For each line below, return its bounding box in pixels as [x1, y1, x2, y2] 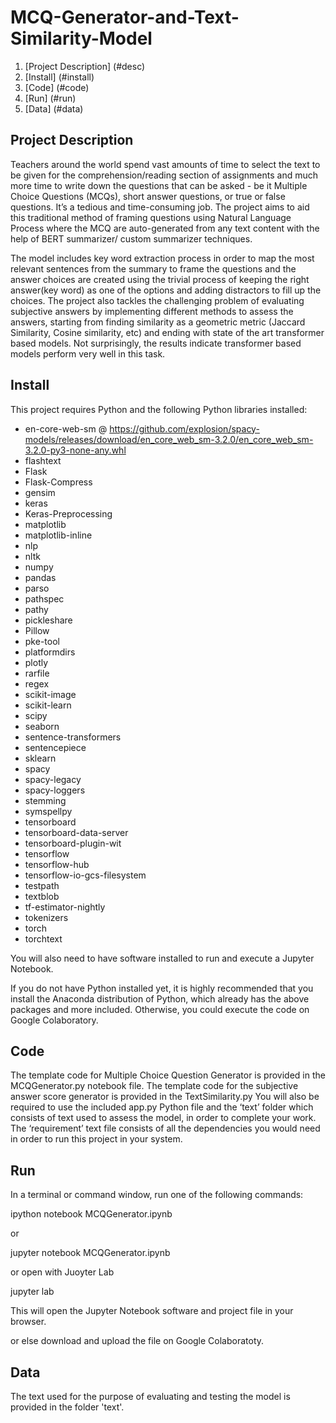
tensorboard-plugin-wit [24, 837, 122, 849]
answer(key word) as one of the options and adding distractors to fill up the [10, 284, 322, 296]
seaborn [24, 720, 60, 732]
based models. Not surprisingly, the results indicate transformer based [10, 337, 302, 349]
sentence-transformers [24, 731, 122, 743]
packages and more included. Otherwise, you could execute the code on [10, 1003, 310, 1015]
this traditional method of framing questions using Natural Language [10, 211, 292, 223]
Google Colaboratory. [10, 1014, 99, 1026]
